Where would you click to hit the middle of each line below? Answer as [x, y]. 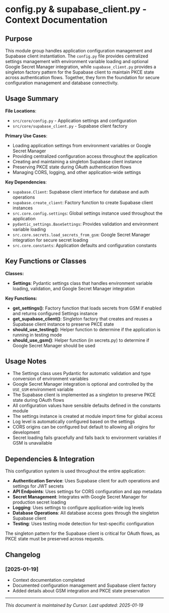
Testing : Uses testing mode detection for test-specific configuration [83, 524]
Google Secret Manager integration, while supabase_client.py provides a [81, 67]
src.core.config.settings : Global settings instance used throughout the [87, 213]
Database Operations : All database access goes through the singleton [86, 513]
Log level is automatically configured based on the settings [73, 421]
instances [23, 208]
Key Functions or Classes [46, 261]
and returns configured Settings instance [55, 313]
